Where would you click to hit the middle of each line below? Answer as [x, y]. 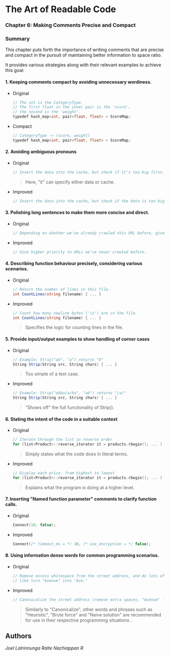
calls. [11, 505]
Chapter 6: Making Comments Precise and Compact [71, 25]
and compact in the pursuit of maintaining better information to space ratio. [83, 55]
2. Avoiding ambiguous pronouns [41, 152]
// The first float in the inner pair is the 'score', [72, 107]
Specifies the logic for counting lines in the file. [74, 327]
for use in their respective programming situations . [78, 620]
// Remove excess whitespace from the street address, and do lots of [89, 576]
